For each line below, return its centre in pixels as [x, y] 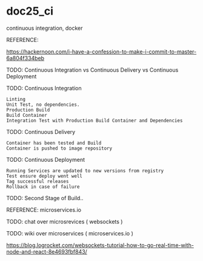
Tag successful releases [38, 181]
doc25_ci [30, 11]
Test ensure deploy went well [45, 176]
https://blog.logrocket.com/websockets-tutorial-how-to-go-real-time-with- [100, 245]
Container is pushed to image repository [59, 148]
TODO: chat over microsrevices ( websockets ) [65, 221]
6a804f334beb [25, 58]
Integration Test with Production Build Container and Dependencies [95, 120]
